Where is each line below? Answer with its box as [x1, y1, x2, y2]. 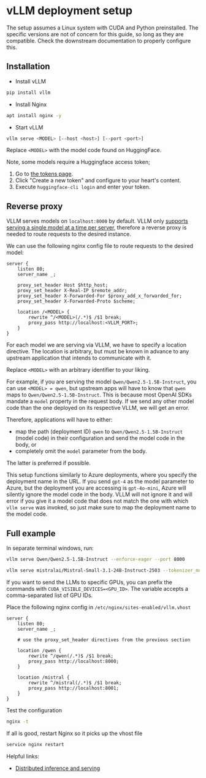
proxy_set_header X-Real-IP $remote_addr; [17, 288, 128, 294]
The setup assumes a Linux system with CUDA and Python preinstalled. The [6, 24, 199, 31]
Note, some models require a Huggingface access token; [6, 158, 150, 166]
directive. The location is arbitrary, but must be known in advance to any [6, 348, 189, 355]
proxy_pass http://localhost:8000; [28, 658, 120, 664]
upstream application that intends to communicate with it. [6, 354, 152, 362]
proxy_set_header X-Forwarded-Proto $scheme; [17, 298, 136, 304]
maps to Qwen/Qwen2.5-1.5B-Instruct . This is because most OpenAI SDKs [6, 391, 192, 399]
